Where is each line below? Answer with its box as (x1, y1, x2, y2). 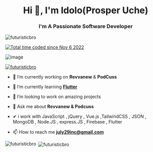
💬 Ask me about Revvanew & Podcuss (12, 104, 94, 110)
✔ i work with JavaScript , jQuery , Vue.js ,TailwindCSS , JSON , (12, 113, 147, 119)
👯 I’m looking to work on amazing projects (12, 94, 101, 100)
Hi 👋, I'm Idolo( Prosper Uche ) (22, 5, 149, 16)
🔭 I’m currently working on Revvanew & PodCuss (12, 74, 117, 80)
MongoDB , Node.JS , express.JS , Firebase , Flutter (12, 119, 122, 125)
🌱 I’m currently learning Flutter (12, 84, 78, 90)
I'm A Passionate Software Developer (38, 23, 133, 30)
